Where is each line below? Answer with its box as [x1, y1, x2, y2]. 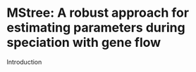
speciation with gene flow [6, 35, 161, 50]
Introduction [6, 57, 42, 66]
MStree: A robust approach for [6, 5, 190, 21]
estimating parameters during [6, 20, 185, 36]
